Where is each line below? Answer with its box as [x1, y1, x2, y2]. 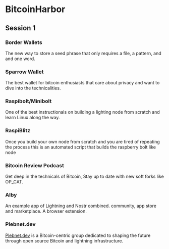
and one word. [5, 56, 35, 62]
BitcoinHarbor [5, 4, 66, 15]
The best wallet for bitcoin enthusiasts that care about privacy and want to [5, 80, 160, 86]
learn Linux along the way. [5, 115, 60, 121]
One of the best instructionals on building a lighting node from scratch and [5, 109, 160, 115]
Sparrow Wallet [5, 68, 44, 75]
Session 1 [5, 24, 36, 32]
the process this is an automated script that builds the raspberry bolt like [5, 144, 156, 150]
